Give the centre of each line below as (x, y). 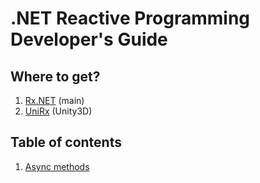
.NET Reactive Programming (130, 18)
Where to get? (55, 76)
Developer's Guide (89, 39)
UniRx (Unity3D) (58, 111)
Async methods (57, 166)
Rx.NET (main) (54, 100)
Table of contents (66, 142)
